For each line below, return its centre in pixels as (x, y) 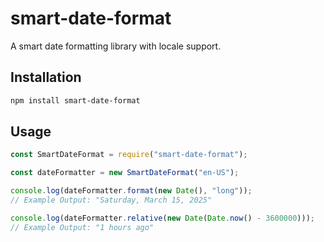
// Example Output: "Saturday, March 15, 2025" (111, 200)
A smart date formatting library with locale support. (116, 46)
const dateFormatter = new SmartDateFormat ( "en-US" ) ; (125, 173)
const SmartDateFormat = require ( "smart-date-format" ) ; (129, 155)
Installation (46, 77)
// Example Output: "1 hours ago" (82, 227)
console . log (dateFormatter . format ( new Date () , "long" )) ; (131, 191)
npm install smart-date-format (75, 100)
